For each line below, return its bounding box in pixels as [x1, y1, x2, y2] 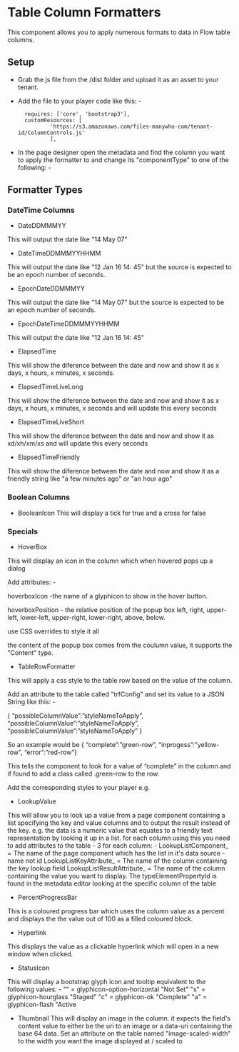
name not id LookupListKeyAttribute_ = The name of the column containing [7, 856, 228, 865]
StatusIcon [17, 963, 50, 972]
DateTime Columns [7, 205, 75, 215]
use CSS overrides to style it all [7, 627, 100, 636]
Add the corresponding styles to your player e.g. [7, 783, 150, 792]
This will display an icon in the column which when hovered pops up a [7, 556, 213, 565]
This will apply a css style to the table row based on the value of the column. [7, 676, 233, 685]
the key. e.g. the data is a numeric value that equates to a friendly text [7, 826, 213, 835]
